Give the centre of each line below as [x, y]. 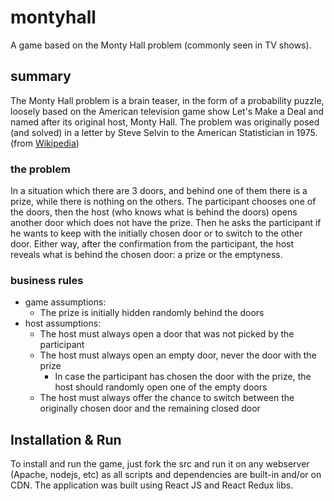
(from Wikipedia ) [45, 143]
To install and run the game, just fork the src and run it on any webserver [160, 464]
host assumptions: [63, 323]
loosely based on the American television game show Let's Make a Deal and [167, 111]
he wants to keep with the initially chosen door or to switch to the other [156, 233]
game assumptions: [65, 302]
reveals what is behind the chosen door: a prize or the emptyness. [146, 255]
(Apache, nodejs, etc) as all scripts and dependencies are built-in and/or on [166, 475]
